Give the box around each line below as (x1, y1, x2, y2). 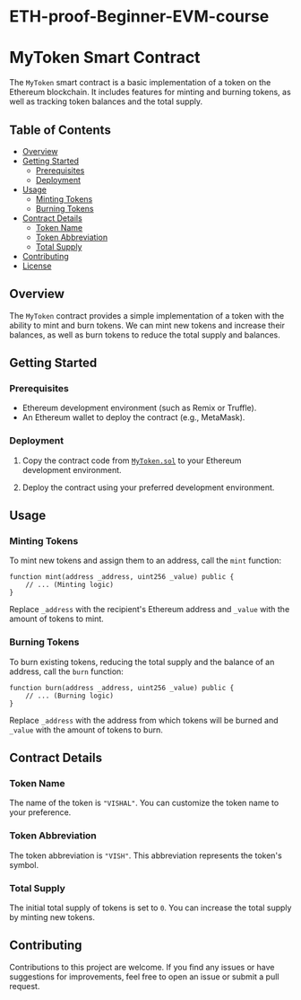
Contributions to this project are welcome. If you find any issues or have (9, 961, 275, 972)
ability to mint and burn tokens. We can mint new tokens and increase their (9, 320, 285, 330)
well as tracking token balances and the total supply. (9, 96, 203, 107)
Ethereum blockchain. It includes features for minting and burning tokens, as (9, 87, 291, 98)
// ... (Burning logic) (25, 691, 115, 700)
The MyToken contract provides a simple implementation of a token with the (9, 310, 285, 320)
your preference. (9, 807, 72, 818)
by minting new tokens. (9, 912, 96, 922)
